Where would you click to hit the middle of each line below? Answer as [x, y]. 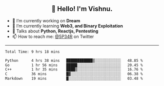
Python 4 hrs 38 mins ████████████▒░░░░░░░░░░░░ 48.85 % [74, 60]
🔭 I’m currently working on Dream [46, 20]
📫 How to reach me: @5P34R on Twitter [53, 36]
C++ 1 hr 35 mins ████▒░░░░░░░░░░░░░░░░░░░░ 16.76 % [74, 69]
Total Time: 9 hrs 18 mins [32, 52]
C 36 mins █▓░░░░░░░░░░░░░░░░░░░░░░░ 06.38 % [74, 74]
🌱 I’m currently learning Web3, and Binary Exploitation [67, 26]
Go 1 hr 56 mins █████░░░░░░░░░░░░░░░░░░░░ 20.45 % [74, 65]
